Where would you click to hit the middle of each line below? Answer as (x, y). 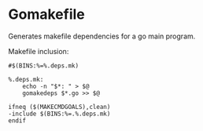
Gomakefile (46, 15)
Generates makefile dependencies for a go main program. (102, 36)
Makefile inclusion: (39, 51)
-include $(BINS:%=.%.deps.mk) (59, 114)
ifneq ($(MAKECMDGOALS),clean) (59, 107)
